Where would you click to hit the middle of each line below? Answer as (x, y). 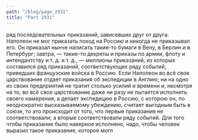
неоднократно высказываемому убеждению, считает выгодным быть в (98, 105)
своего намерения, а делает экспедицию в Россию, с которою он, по (95, 98)
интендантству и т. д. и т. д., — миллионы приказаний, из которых (91, 60)
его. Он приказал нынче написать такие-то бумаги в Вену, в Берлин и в (98, 47)
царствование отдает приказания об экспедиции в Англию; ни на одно (97, 79)
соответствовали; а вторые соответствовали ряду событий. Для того (95, 117)
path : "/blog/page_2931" (37, 12)
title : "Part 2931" (31, 17)
